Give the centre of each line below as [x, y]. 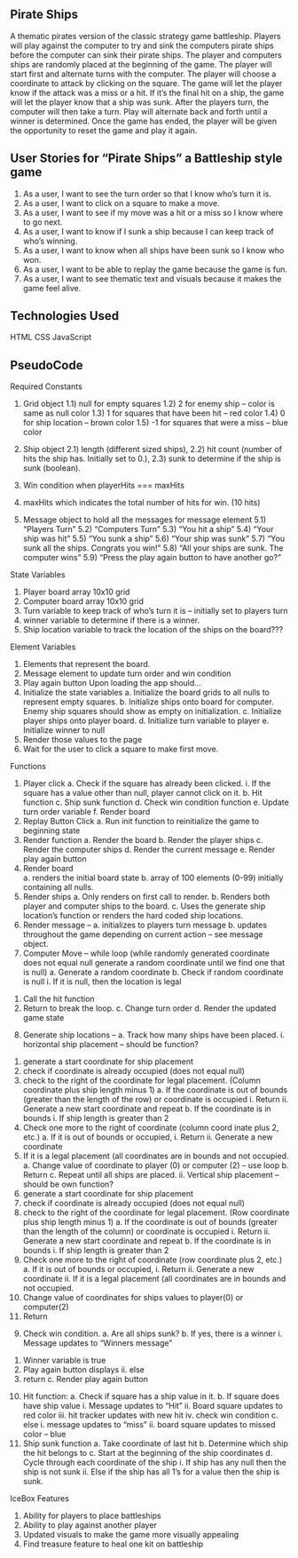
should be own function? [68, 1184]
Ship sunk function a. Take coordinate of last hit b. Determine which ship [156, 1443]
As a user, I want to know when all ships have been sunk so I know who [153, 250]
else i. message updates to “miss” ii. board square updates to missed [149, 1425]
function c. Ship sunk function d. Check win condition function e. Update [156, 802]
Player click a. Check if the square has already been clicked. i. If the [147, 783]
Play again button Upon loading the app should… [112, 683]
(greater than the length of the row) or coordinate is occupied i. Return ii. [156, 1100]
